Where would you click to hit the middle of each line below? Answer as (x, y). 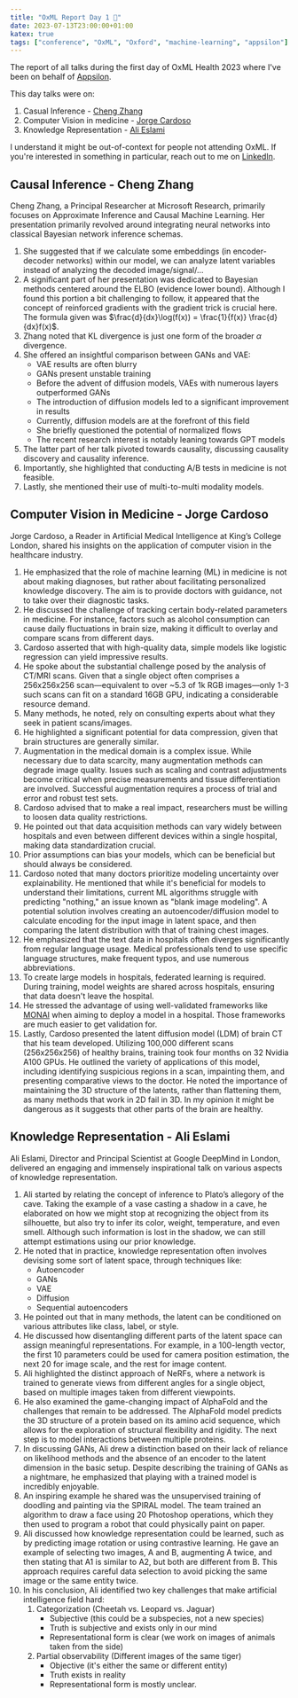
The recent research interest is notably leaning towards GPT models (161, 440)
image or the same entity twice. (81, 1580)
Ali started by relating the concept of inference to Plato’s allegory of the (153, 1194)
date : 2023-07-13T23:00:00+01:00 (72, 26)
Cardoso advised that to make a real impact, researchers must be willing (155, 807)
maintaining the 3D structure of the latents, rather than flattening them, (152, 1090)
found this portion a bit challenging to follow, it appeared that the (141, 299)
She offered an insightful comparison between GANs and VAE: (137, 355)
